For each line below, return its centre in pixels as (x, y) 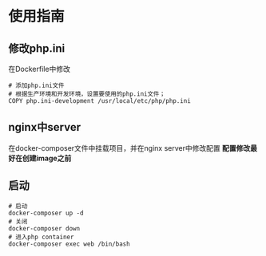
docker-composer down (44, 228)
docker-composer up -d (46, 213)
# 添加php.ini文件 (36, 85)
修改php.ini (37, 48)
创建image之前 (47, 158)
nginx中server (45, 127)
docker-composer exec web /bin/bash (69, 244)
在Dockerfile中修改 (39, 69)
